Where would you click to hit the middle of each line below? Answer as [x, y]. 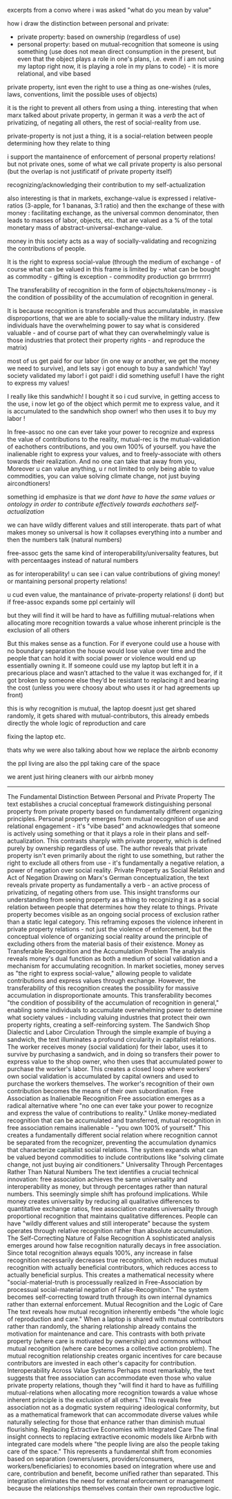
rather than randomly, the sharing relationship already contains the [102, 1326]
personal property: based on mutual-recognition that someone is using [118, 44]
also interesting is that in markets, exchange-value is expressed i [99, 198]
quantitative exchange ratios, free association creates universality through [113, 1209]
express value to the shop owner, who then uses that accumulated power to [115, 1061]
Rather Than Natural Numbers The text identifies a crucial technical [103, 1172]
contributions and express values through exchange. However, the [101, 980]
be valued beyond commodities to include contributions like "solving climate [116, 1157]
